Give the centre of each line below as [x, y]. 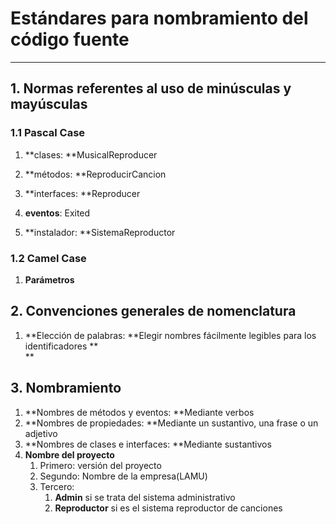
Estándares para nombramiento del [159, 18]
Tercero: [57, 486]
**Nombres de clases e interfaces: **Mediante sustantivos [148, 444]
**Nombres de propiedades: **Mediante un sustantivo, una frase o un [171, 423]
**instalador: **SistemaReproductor [100, 232]
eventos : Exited [57, 213]
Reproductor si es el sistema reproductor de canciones [168, 508]
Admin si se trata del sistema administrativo [145, 497]
